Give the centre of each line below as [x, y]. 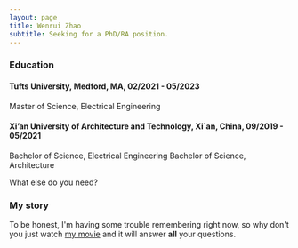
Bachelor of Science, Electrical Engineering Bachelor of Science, [128, 156]
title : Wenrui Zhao [45, 26]
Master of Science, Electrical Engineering [85, 106]
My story [29, 205]
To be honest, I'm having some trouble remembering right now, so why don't [149, 224]
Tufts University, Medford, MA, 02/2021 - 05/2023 [105, 86]
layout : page [33, 17]
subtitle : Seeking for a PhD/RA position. [89, 34]
